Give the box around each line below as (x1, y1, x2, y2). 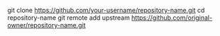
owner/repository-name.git (7, 21, 87, 29)
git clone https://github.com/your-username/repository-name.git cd (7, 6, 205, 14)
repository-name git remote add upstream (7, 13, 130, 22)
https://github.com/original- (131, 13, 213, 22)
